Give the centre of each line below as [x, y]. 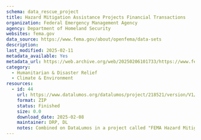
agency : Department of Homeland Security [59, 28]
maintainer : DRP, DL [42, 123]
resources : [20, 84]
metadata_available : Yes [37, 56]
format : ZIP [32, 100]
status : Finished [39, 106]
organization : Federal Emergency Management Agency [72, 23]
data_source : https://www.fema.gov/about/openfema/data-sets [84, 39]
